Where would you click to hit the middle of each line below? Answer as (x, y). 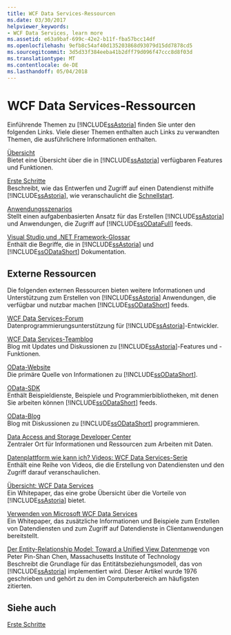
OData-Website (29, 367)
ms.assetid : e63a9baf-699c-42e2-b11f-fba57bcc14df (81, 39)
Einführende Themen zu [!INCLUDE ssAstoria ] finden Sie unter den (101, 125)
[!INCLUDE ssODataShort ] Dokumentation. (67, 252)
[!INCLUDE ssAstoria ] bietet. (47, 500)
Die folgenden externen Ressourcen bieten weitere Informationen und (106, 291)
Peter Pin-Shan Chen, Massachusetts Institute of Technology (94, 557)
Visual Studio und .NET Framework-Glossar (69, 237)
